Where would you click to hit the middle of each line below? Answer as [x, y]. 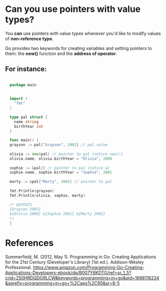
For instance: [26, 69]
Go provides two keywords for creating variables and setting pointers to [79, 48]
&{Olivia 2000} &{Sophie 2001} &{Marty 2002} [58, 214]
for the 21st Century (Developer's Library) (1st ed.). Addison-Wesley [75, 262]
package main [23, 85]
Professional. [19, 267]
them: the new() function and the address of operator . [61, 54]
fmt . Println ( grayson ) [32, 191]
